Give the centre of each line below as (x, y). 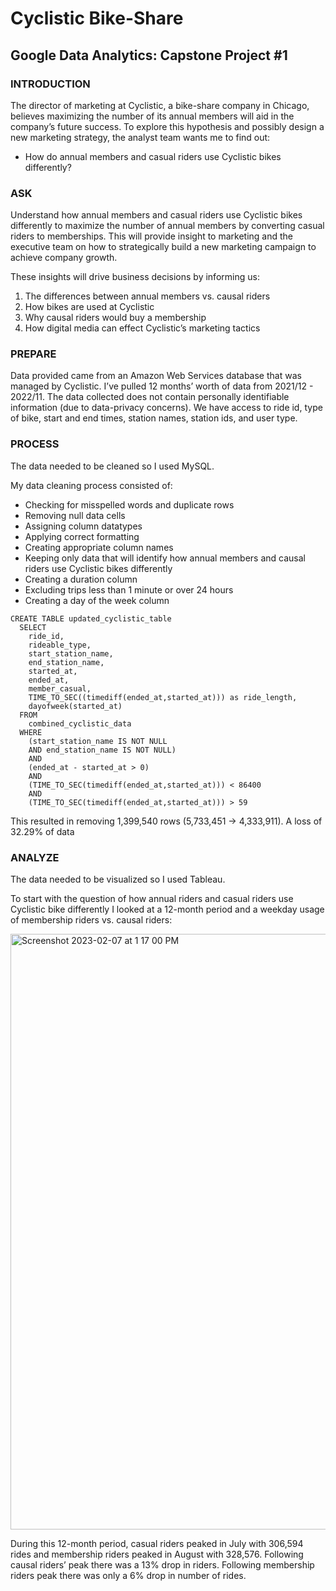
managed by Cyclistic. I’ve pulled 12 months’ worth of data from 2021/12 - (162, 386)
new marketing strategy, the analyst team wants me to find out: (140, 137)
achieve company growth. (64, 258)
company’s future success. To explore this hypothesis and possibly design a (167, 126)
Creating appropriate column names (99, 547)
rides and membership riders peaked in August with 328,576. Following (157, 1554)
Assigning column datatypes (83, 526)
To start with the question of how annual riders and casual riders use (152, 899)
